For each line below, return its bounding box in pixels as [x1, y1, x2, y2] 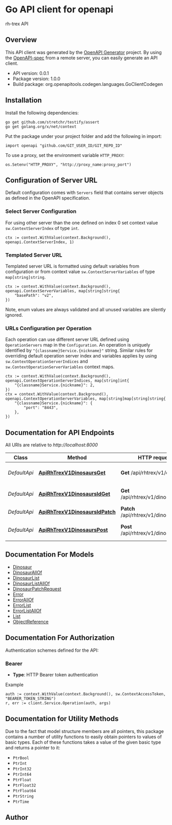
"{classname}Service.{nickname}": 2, [14, 383, 95, 388]
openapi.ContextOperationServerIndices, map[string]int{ [5, 378, 130, 384]
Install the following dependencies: [5, 110, 79, 116]
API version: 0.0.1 [12, 70, 49, 76]
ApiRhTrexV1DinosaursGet [38, 469, 106, 476]
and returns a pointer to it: [5, 744, 60, 750]
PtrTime [12, 799, 29, 804]
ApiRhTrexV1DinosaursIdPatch [38, 508, 116, 515]
